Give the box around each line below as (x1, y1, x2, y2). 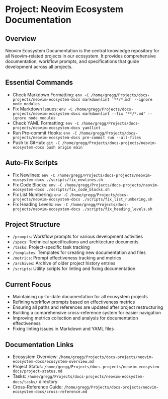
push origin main (46, 145, 83, 150)
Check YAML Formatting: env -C (12, 120, 79, 126)
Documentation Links (5, 340, 74, 349)
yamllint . (82, 125, 106, 130)
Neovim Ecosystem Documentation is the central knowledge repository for (5, 48, 160, 53)
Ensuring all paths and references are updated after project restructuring (12, 304, 163, 310)
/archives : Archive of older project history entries (12, 260, 116, 267)
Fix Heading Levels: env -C (12, 201, 68, 207)
